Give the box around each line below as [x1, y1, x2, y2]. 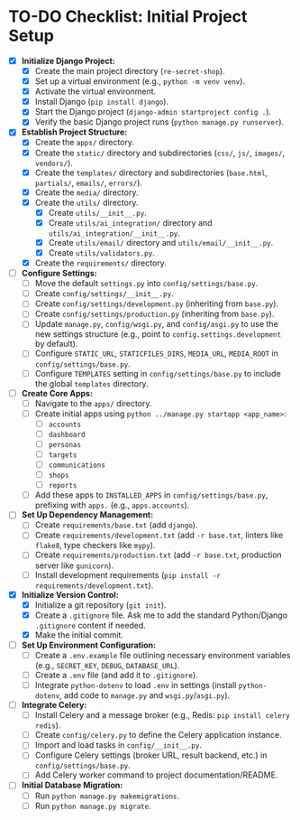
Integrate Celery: [21, 700, 87, 711]
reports [48, 481, 77, 490]
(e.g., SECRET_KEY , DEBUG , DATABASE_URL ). [34, 659, 180, 670]
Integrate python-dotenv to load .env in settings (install [34, 680, 237, 690]
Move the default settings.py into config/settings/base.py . [34, 278, 259, 289]
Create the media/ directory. [34, 187, 139, 198]
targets [48, 450, 77, 460]
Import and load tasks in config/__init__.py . [34, 740, 202, 750]
